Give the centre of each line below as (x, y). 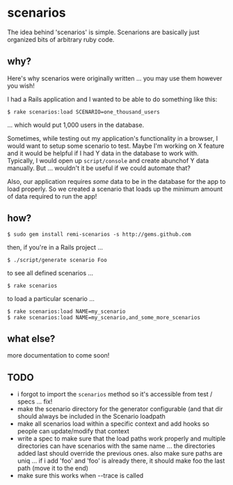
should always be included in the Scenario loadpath (91, 417)
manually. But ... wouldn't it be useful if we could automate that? (99, 168)
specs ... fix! (35, 401)
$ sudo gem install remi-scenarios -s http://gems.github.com (99, 234)
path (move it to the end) (53, 468)
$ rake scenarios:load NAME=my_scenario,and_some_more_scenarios (104, 317)
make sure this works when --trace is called (80, 476)
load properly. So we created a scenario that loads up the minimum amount (115, 189)
